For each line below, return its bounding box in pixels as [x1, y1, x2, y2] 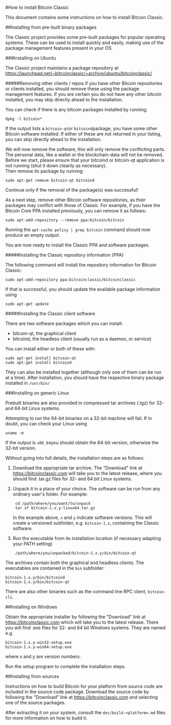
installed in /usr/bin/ [5, 380, 50, 386]
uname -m [5, 430, 24, 436]
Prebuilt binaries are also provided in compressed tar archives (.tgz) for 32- [5, 400, 164, 406]
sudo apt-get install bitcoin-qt [5, 356, 77, 361]
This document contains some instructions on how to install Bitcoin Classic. [5, 14, 164, 20]
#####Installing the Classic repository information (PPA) [5, 252, 124, 258]
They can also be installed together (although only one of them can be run [5, 369, 162, 375]
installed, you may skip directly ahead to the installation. [5, 97, 124, 102]
